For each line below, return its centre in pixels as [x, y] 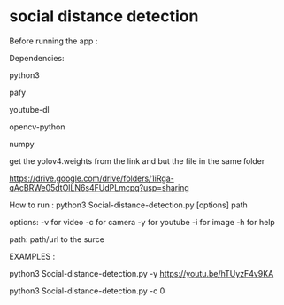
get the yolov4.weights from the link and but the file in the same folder [137, 160]
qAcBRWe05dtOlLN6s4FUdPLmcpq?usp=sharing [100, 187]
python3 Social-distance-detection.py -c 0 [87, 291]
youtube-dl [30, 109]
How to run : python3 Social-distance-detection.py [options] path [128, 205]
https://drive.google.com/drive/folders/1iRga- [92, 178]
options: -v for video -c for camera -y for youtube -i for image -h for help [142, 222]
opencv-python [37, 127]
